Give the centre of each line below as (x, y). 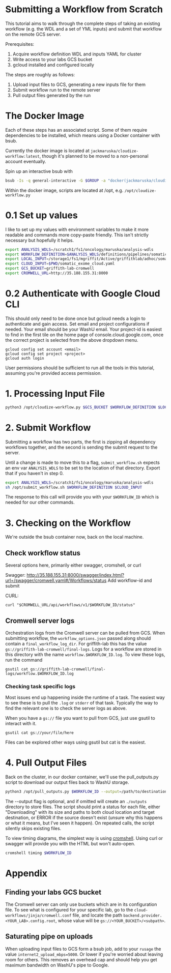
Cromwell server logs (40, 621)
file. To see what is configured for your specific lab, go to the (69, 909)
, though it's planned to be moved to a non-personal (94, 156)
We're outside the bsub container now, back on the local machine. (75, 537)
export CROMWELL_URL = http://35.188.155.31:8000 (57, 273)
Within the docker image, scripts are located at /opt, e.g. (64, 190)
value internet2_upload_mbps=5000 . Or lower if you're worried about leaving (84, 954)
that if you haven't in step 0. (35, 473)
